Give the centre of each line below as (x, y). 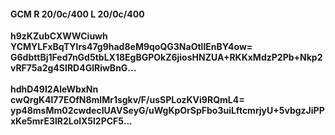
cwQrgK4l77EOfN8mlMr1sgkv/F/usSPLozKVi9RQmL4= (127, 100)
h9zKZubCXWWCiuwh (59, 36)
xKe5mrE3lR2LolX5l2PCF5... (71, 121)
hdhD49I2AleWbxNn (54, 89)
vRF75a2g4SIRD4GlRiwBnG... (73, 68)
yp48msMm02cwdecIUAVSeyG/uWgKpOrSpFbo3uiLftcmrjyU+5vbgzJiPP (167, 111)
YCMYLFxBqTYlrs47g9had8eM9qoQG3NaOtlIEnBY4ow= (131, 47)
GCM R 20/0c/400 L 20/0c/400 (77, 14)
